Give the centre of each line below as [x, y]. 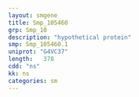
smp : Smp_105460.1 [38, 45]
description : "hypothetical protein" [70, 37]
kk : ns [19, 74]
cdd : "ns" [24, 66]
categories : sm [33, 81]
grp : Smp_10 [27, 30]
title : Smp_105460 [38, 23]
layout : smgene [33, 15]
